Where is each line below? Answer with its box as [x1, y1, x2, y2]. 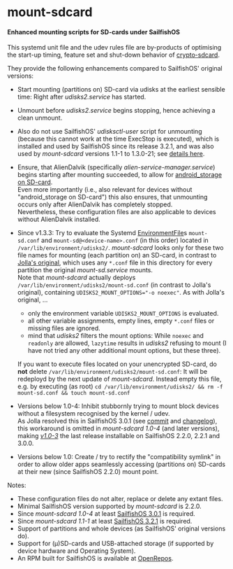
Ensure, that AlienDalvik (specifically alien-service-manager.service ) [17, 163, 216, 171]
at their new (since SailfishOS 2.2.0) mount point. [17, 468, 159, 476]
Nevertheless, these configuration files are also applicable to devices [17, 208, 216, 216]
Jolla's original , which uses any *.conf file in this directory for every [17, 258, 213, 267]
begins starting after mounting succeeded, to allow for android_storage [17, 171, 222, 179]
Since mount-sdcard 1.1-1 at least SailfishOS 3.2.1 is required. [17, 517, 193, 526]
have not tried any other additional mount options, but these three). [27, 346, 221, 355]
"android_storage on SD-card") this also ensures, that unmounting [17, 193, 208, 202]
